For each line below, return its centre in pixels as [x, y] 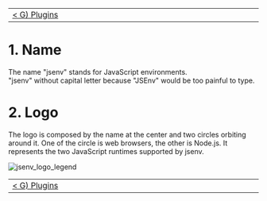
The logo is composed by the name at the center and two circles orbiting [127, 134]
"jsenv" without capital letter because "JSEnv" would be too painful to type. [132, 80]
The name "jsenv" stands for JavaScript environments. [98, 72]
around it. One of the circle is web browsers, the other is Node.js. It [118, 143]
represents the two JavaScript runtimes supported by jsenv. [106, 151]
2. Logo [33, 112]
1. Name [35, 50]
